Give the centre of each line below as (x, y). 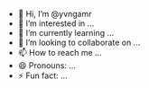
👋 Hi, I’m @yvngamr (55, 14)
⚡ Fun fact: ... (42, 75)
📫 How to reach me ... (60, 53)
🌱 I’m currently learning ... (66, 33)
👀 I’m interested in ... (56, 23)
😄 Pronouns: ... (47, 66)
